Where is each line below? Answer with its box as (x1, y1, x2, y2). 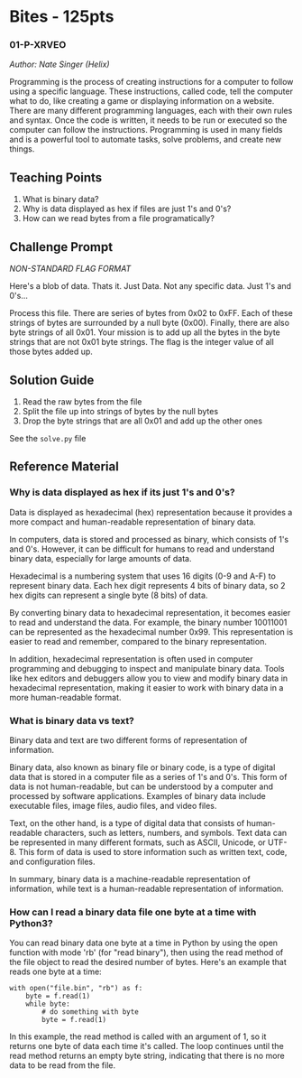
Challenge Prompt (9, 239, 114, 255)
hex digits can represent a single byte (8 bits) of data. (9, 590, 208, 600)
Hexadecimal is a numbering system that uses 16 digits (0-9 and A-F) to (9, 571, 277, 581)
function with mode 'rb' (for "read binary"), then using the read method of (9, 947, 284, 958)
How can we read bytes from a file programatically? (22, 213, 215, 224)
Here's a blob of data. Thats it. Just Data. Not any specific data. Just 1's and (9, 281, 291, 292)
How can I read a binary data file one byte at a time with (9, 906, 257, 918)
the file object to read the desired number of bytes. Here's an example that (9, 957, 287, 968)
